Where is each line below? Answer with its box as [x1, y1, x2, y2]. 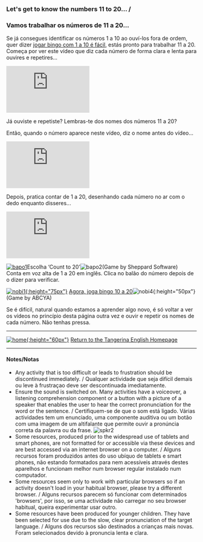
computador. [14, 471, 47, 479]
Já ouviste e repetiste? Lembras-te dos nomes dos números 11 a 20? [6, 118, 177, 125]
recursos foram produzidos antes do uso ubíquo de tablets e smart [14, 452, 182, 460]
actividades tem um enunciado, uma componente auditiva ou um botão [14, 414, 192, 421]
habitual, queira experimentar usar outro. [14, 503, 117, 511]
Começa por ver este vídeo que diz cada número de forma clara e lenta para [6, 48, 197, 55]
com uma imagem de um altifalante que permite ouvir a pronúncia [14, 420, 179, 427]
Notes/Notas [6, 355, 39, 363]
